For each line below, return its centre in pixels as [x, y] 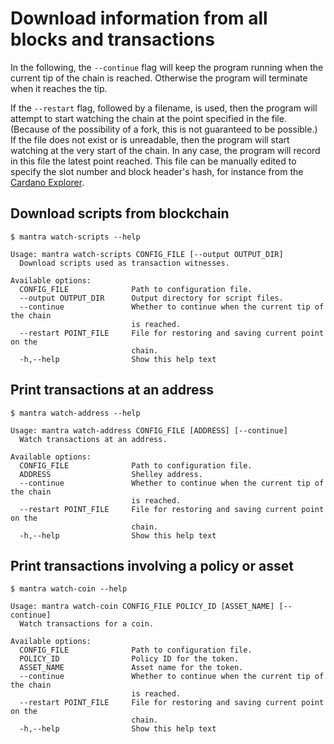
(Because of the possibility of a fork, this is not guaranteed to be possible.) [164, 129]
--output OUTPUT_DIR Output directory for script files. [151, 298]
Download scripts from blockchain [120, 213]
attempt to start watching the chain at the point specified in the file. [148, 118]
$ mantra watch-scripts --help [75, 237]
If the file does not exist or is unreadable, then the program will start [150, 139]
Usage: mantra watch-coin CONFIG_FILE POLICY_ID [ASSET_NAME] [142, 607]
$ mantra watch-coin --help [69, 589]
